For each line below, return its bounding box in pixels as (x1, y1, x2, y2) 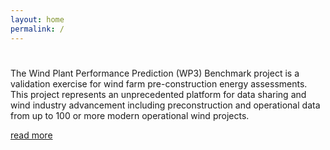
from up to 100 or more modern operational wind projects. (10, 109, 250, 121)
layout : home (10, 14, 65, 25)
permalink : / (10, 24, 65, 34)
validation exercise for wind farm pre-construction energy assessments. (10, 77, 308, 90)
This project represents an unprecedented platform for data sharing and (10, 88, 307, 100)
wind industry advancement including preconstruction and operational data (10, 99, 321, 111)
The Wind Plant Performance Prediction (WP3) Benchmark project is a (10, 67, 300, 79)
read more (10, 129, 53, 141)
